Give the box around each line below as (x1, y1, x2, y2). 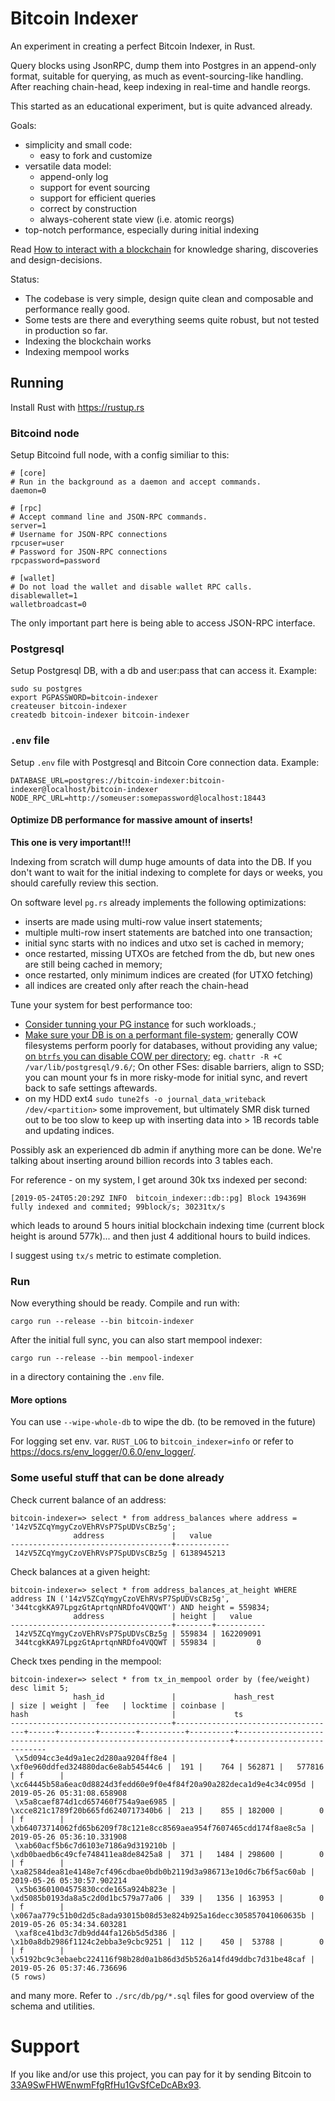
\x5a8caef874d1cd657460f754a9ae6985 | (14, 1797, 177, 1807)
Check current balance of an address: (10, 1493, 167, 1506)
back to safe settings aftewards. (24, 1082, 158, 1094)
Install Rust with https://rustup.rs (10, 401, 145, 413)
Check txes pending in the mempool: (10, 1655, 162, 1667)
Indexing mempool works (24, 345, 130, 357)
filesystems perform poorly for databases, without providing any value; (24, 1039, 318, 1051)
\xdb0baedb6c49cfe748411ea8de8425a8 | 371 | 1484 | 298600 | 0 (10, 1849, 325, 1859)
